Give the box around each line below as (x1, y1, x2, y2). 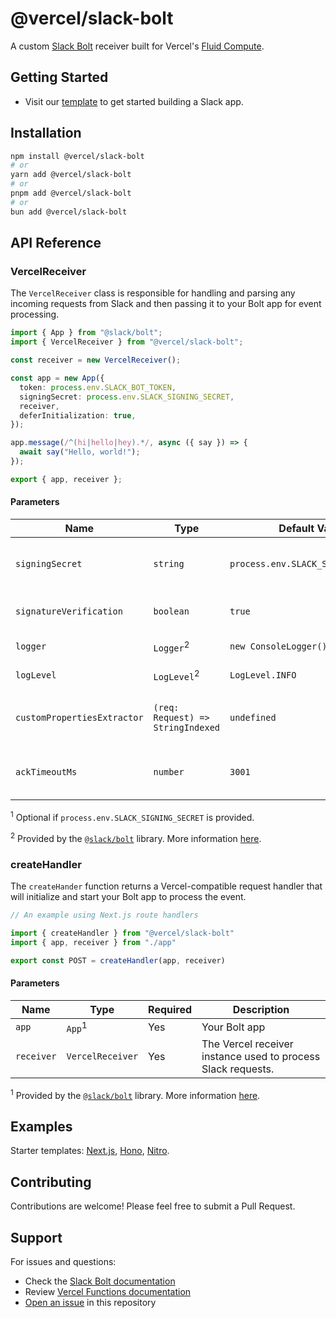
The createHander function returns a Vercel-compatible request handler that (10, 880, 323, 892)
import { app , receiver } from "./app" (10, 937, 177, 947)
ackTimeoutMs (15, 767, 78, 778)
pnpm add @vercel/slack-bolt (10, 188, 132, 199)
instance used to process (201, 1049, 321, 1063)
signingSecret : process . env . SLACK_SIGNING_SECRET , (19, 392, 235, 402)
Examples (10, 1118, 73, 1135)
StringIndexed (153, 722, 221, 733)
